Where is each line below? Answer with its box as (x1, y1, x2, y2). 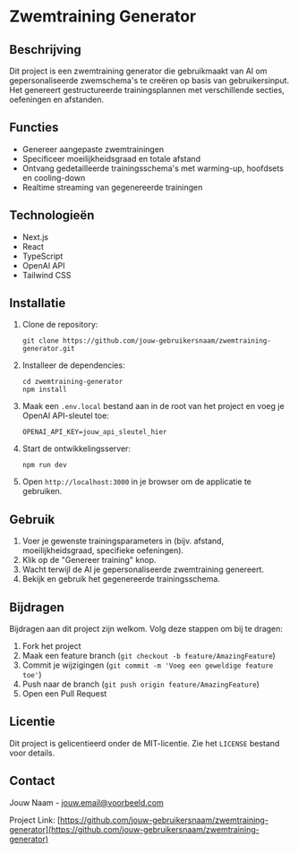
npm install (21, 385, 67, 395)
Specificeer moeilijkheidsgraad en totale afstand (21, 153, 201, 164)
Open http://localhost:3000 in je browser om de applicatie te (21, 476, 252, 487)
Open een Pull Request (21, 688, 107, 699)
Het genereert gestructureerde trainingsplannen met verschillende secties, (9, 85, 285, 95)
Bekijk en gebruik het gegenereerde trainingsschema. (21, 574, 221, 584)
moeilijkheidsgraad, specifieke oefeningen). (21, 545, 184, 556)
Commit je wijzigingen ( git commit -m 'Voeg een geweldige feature (21, 660, 274, 670)
